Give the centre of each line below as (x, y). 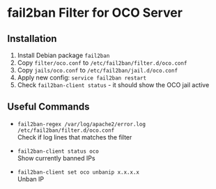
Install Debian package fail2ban (63, 55)
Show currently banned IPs (56, 158)
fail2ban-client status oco (58, 151)
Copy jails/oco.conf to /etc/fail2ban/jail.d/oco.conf (98, 70)
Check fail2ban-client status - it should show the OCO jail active (113, 85)
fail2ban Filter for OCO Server (95, 13)
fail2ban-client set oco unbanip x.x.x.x (78, 172)
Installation (32, 39)
